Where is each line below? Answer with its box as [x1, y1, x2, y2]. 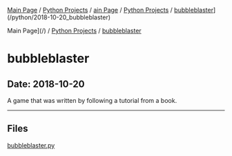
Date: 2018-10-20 [7, 78, 85, 90]
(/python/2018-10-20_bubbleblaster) [7, 13, 111, 21]
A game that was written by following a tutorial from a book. [7, 97, 177, 104]
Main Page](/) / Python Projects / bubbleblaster [7, 27, 142, 35]
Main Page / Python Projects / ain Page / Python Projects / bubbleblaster [7, 6, 214, 14]
